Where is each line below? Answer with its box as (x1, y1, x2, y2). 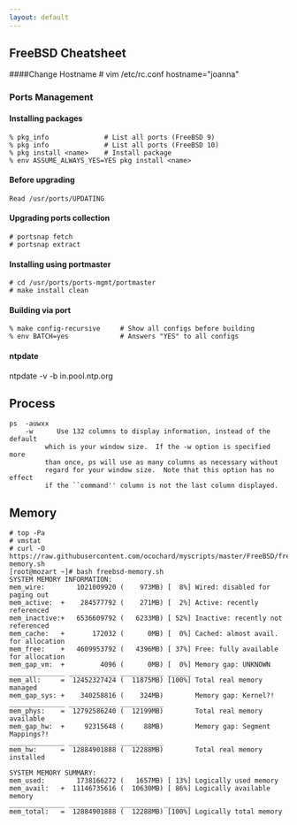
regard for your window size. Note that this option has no (44, 466, 275, 475)
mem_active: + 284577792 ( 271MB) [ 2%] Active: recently (9, 599, 259, 607)
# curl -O (9, 545, 46, 554)
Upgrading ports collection (9, 213, 110, 224)
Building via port (9, 304, 72, 315)
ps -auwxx (9, 419, 49, 429)
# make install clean (9, 286, 89, 295)
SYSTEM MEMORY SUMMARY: (9, 768, 97, 778)
